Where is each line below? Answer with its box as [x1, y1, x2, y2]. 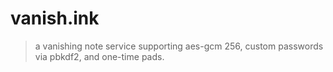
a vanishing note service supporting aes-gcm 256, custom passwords [34, 40, 324, 52]
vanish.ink [10, 7, 100, 30]
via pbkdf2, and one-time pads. [34, 50, 165, 62]
